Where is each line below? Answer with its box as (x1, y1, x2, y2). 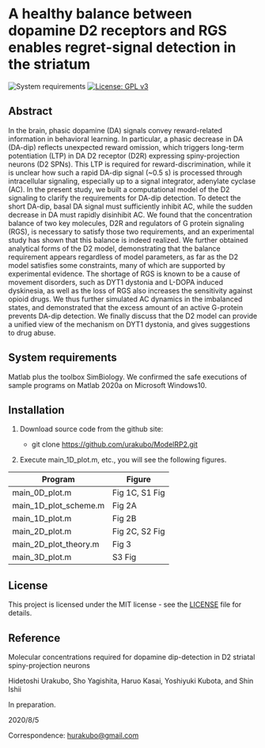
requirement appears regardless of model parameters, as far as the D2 (8, 251, 239, 262)
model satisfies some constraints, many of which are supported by (8, 260, 225, 270)
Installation (8, 403, 65, 416)
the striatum (8, 56, 91, 74)
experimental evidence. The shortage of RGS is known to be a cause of (8, 269, 240, 278)
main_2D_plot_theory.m (12, 539, 100, 550)
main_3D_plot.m (12, 552, 72, 563)
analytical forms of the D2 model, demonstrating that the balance (8, 244, 221, 253)
